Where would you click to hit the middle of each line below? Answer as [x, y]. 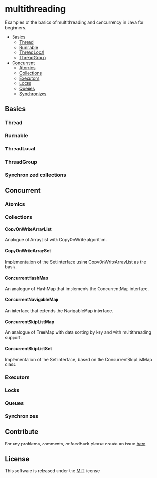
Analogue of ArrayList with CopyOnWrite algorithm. [56, 240]
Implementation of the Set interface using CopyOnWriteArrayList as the [76, 262]
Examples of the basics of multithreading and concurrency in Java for [74, 22]
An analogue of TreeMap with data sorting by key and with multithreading [78, 332]
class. [11, 364]
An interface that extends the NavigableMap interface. [59, 310]
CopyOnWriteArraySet [28, 250]
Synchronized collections [36, 175]
